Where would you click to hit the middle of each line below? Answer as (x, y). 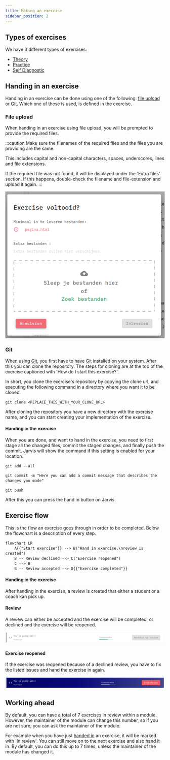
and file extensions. (26, 164)
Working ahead (30, 703)
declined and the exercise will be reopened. (51, 625)
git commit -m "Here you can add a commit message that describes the (81, 476)
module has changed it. (30, 751)
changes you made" (25, 481)
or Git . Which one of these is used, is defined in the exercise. (69, 104)
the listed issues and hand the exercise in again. (55, 670)
